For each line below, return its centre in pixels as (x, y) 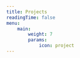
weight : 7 (40, 34)
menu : (13, 23)
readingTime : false (31, 18)
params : (38, 40)
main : (24, 29)
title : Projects (27, 12)
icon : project (56, 46)
